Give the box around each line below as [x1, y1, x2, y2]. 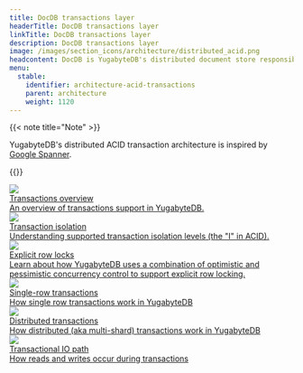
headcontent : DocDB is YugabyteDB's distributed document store [9, 55, 256, 64]
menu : [9, 64, 30, 73]
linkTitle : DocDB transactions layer [9, 30, 151, 39]
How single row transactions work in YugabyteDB [9, 297, 194, 308]
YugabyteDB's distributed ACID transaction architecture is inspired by [9, 139, 268, 150]
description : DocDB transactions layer [9, 38, 160, 48]
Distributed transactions [9, 315, 99, 326]
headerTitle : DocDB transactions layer [9, 22, 160, 31]
